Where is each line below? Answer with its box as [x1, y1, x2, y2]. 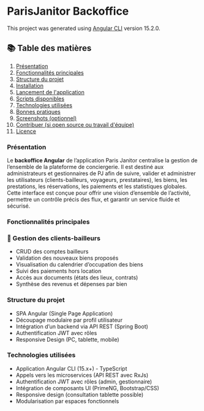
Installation [15, 81, 44, 89]
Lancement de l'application [15, 88, 85, 96]
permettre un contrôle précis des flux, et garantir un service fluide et [7, 196, 180, 203]
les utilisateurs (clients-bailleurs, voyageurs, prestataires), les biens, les [7, 176, 187, 184]
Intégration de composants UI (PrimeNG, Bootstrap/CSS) [15, 384, 160, 391]
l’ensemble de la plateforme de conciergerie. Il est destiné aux [7, 164, 164, 171]
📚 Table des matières [7, 43, 92, 53]
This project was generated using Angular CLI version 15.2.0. [7, 25, 161, 32]
